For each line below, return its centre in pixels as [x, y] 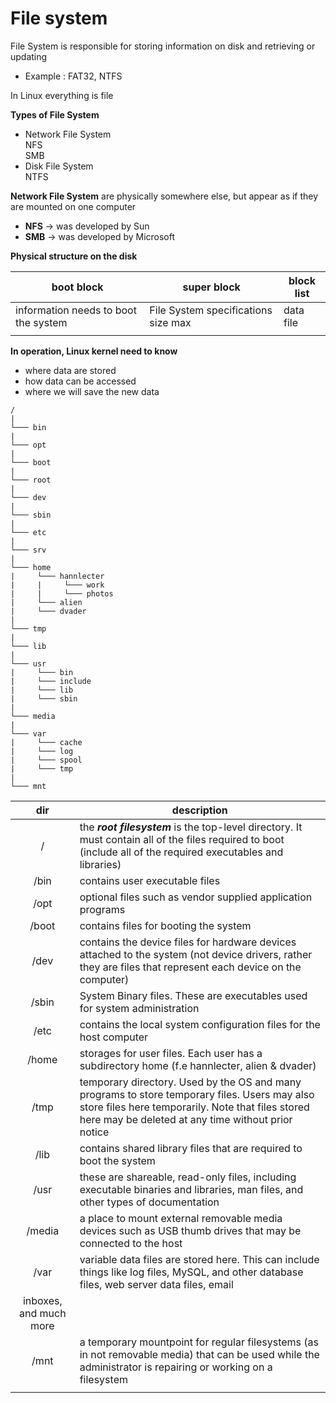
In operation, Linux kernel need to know [94, 351]
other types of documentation [149, 1202]
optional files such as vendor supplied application [196, 897]
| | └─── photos [62, 593]
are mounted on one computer [73, 206]
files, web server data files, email [156, 1284]
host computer [114, 1037]
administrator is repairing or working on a [176, 1367]
